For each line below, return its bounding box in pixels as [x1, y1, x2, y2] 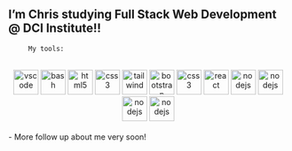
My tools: [28, 44, 65, 53]
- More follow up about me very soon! [8, 132, 147, 142]
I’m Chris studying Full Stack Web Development [8, 7, 277, 22]
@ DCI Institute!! [8, 21, 101, 36]
